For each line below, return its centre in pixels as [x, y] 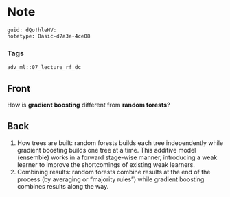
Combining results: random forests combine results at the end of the [114, 172]
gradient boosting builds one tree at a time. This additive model [106, 150]
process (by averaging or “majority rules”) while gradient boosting [111, 179]
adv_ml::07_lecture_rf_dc [44, 68]
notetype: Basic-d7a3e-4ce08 [49, 36]
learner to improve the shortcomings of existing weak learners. [106, 164]
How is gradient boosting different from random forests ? [89, 105]
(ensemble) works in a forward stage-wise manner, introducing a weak [117, 157]
